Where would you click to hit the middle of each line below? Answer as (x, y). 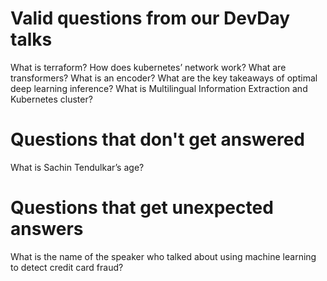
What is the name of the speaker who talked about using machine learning (163, 256)
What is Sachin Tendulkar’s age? (77, 167)
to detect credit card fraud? (67, 267)
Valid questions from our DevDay (150, 18)
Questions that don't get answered (158, 139)
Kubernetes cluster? (51, 99)
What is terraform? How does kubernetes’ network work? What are (148, 67)
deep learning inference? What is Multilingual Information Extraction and (159, 88)
